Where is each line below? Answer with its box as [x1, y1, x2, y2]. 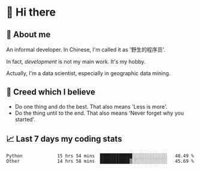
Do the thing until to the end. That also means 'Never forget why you [14, 109, 184, 117]
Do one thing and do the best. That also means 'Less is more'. [14, 103, 168, 110]
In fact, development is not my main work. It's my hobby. [6, 58, 146, 65]
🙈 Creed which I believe [6, 87, 96, 97]
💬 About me [6, 29, 51, 40]
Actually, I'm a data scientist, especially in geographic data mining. [6, 70, 171, 77]
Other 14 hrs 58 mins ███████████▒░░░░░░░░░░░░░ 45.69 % [6, 158, 195, 164]
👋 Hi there [6, 5, 56, 19]
